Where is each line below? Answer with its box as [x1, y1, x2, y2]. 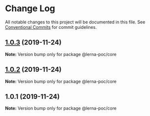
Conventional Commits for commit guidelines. [5, 24, 97, 30]
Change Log [5, 3, 55, 14]
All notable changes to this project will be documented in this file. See [5, 19, 146, 25]
